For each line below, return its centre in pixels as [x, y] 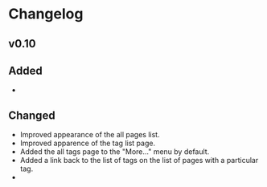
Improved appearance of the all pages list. [90, 135]
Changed [32, 115]
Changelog [46, 14]
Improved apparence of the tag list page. [87, 143]
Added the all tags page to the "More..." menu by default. [115, 152]
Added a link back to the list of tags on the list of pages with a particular [139, 161]
